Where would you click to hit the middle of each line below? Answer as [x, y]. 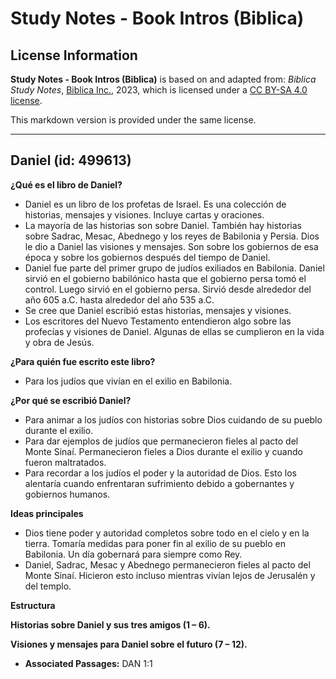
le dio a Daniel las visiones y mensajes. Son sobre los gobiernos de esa [171, 246]
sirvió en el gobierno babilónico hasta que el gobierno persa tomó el [165, 278]
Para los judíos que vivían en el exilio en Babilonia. [128, 381]
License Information [74, 55]
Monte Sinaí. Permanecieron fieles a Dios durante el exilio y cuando [163, 451]
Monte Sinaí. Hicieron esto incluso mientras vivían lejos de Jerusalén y [170, 575]
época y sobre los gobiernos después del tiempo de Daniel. [147, 257]
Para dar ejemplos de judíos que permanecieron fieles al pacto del [161, 441]
